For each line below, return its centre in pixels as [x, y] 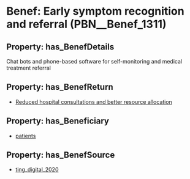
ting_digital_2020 [37, 170]
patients [25, 136]
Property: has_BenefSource [61, 155]
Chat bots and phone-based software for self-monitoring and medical [94, 61]
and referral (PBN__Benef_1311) [86, 24]
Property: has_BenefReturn [60, 87]
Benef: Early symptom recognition [96, 11]
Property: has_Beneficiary [58, 121]
